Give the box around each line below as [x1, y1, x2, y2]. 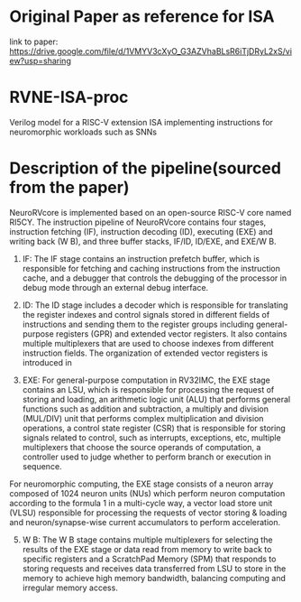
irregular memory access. [22, 582, 119, 593]
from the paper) [9, 178, 130, 198]
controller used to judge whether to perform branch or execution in [22, 451, 272, 462]
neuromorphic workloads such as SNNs [9, 126, 158, 137]
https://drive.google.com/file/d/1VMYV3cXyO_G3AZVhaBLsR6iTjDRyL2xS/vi [9, 45, 293, 56]
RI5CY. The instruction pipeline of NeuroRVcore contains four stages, [9, 217, 267, 227]
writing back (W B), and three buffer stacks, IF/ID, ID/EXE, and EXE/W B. [9, 236, 277, 246]
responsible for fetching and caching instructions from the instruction [22, 263, 281, 273]
